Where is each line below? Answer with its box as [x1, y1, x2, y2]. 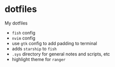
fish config [11, 29, 36, 35]
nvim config [11, 35, 36, 41]
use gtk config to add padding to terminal [11, 40, 98, 46]
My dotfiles [4, 20, 28, 26]
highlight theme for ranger [11, 56, 66, 62]
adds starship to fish [11, 45, 57, 51]
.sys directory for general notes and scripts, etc [11, 51, 111, 57]
